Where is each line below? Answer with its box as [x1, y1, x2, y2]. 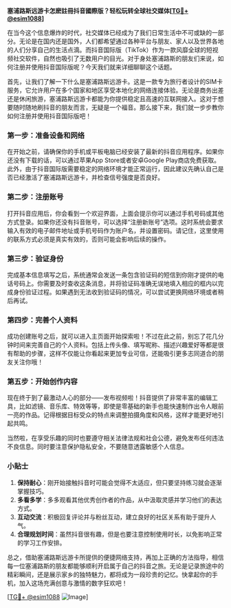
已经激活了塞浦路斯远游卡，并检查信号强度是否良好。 [12, 173, 164, 181]
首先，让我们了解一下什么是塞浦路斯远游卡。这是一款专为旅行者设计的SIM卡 [7, 78, 223, 85]
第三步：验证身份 [7, 254, 64, 263]
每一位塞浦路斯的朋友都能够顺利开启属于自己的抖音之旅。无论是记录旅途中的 [7, 561, 224, 570]
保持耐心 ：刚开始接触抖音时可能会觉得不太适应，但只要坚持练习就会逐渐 [16, 478, 222, 486]
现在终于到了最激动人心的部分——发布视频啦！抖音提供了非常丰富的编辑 [7, 394, 212, 402]
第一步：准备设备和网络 [7, 131, 85, 140]
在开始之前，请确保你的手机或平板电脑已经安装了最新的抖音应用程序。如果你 [7, 148, 224, 156]
